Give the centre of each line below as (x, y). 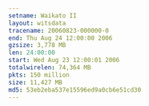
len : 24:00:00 (32, 53)
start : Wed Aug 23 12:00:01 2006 (64, 61)
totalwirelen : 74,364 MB (50, 68)
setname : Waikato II (43, 16)
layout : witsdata (37, 23)
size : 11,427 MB (35, 82)
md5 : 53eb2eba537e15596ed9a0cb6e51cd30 (75, 90)
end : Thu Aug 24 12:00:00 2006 (60, 38)
